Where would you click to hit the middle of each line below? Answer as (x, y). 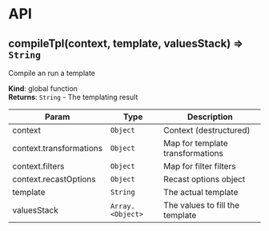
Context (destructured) (207, 130)
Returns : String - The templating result (73, 97)
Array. (122, 206)
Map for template (196, 143)
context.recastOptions (54, 179)
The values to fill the (202, 205)
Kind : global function (43, 88)
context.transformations (57, 148)
